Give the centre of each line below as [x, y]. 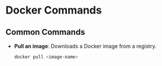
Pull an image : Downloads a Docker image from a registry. [85, 46]
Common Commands [45, 32]
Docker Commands [54, 10]
